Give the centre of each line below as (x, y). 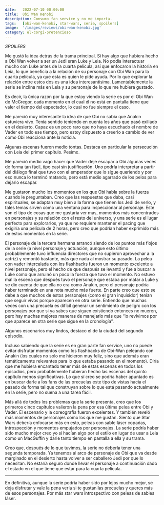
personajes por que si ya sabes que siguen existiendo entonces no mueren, (81, 311)
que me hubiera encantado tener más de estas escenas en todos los (74, 366)
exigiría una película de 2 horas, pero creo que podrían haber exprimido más (82, 228)
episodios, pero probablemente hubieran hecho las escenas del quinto (76, 371)
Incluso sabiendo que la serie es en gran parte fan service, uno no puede (79, 345)
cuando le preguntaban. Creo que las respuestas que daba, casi (70, 197)
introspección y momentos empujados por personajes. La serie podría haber (82, 428)
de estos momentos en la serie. (37, 234)
